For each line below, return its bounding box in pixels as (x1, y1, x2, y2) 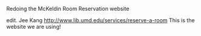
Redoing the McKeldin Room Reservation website (6, 5, 129, 12)
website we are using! (6, 23, 61, 30)
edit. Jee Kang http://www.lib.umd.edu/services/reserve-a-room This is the (6, 17, 196, 23)
